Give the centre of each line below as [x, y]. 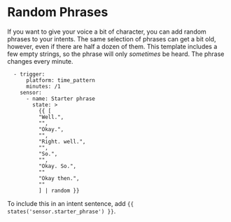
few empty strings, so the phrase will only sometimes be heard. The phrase [116, 54]
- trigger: [29, 74]
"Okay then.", [59, 178]
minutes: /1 [43, 86]
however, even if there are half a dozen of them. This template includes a [112, 46]
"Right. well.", [62, 141]
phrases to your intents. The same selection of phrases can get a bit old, [112, 39]
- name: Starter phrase [61, 99]
